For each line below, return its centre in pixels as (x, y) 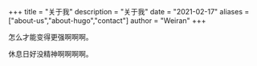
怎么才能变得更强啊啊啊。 (51, 37)
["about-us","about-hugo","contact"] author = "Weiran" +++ (107, 21)
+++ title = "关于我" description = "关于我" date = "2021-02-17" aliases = (129, 12)
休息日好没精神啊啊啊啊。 (51, 54)
